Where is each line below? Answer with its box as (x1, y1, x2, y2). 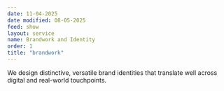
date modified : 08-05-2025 (7, 17, 86, 24)
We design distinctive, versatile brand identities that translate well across (7, 68, 218, 77)
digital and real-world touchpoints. (7, 76, 107, 84)
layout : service (7, 29, 55, 37)
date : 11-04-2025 (7, 10, 58, 17)
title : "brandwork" (7, 50, 64, 57)
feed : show (7, 23, 39, 30)
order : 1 (7, 43, 33, 50)
